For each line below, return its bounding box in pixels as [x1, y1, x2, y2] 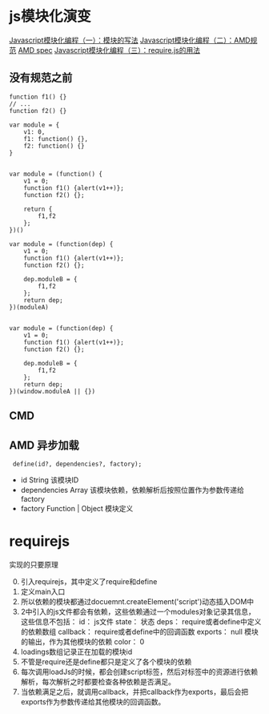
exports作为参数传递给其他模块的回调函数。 [20, 696, 166, 706]
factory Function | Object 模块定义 [20, 503, 134, 513]
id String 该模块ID [20, 474, 79, 485]
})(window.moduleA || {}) [9, 387, 95, 395]
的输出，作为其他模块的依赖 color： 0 [20, 636, 145, 646]
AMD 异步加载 [9, 438, 79, 452]
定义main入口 [20, 587, 66, 596]
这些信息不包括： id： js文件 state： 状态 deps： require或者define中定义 [20, 616, 262, 626]
